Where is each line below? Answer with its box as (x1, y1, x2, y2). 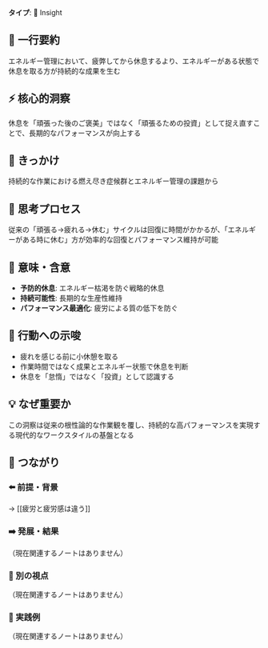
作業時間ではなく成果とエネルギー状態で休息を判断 (19, 362, 189, 371)
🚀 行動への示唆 (8, 329, 82, 342)
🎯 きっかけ (8, 154, 60, 167)
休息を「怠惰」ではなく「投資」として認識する (19, 371, 174, 381)
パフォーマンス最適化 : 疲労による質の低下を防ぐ (19, 303, 178, 313)
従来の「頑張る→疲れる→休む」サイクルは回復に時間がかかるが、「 (8, 225, 228, 234)
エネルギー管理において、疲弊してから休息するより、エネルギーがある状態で (8, 56, 260, 66)
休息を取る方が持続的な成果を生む (8, 66, 121, 75)
